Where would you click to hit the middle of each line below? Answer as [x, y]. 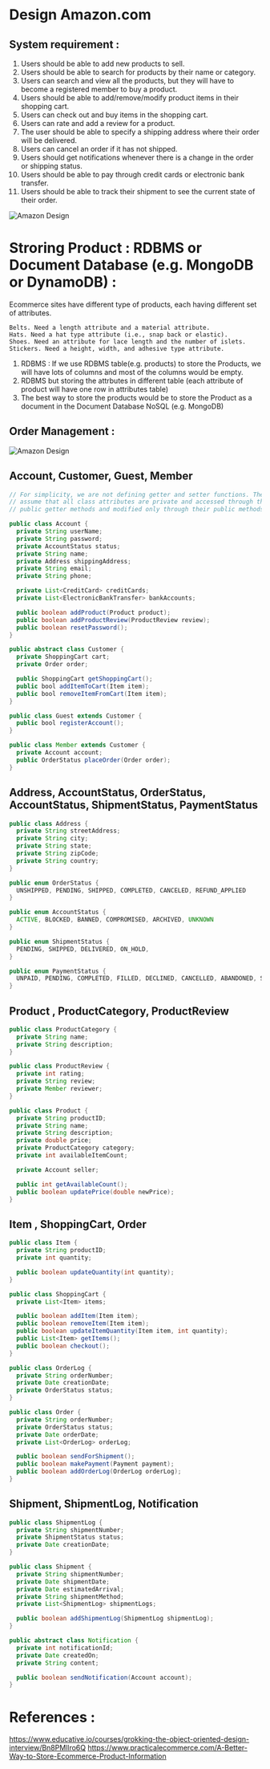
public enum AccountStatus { [58, 913]
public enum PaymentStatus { [58, 971]
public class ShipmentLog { [56, 1523]
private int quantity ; [54, 1258]
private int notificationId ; [65, 1648]
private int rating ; [50, 1074]
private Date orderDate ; [58, 1434]
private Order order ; [52, 665]
